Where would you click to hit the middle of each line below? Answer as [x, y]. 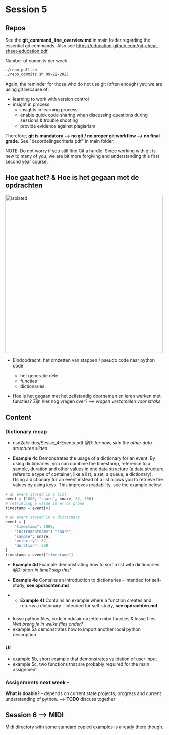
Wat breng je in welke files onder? [48, 624]
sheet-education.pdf [26, 51]
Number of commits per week [36, 61]
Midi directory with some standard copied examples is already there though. [84, 727]
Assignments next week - [37, 683]
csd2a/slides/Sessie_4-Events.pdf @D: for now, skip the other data [82, 443]
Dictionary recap [26, 432]
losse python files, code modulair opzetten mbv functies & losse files [84, 618]
